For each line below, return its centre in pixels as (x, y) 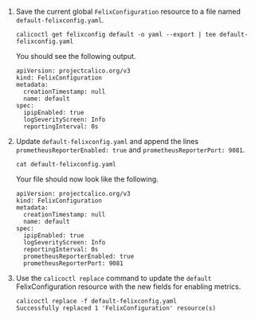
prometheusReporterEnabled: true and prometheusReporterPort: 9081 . (130, 150)
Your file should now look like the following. (87, 179)
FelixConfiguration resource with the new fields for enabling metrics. (128, 287)
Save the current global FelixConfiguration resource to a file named (128, 12)
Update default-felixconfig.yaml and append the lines (107, 141)
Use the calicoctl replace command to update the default (114, 278)
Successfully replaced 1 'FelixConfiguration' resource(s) (116, 308)
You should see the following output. (76, 56)
